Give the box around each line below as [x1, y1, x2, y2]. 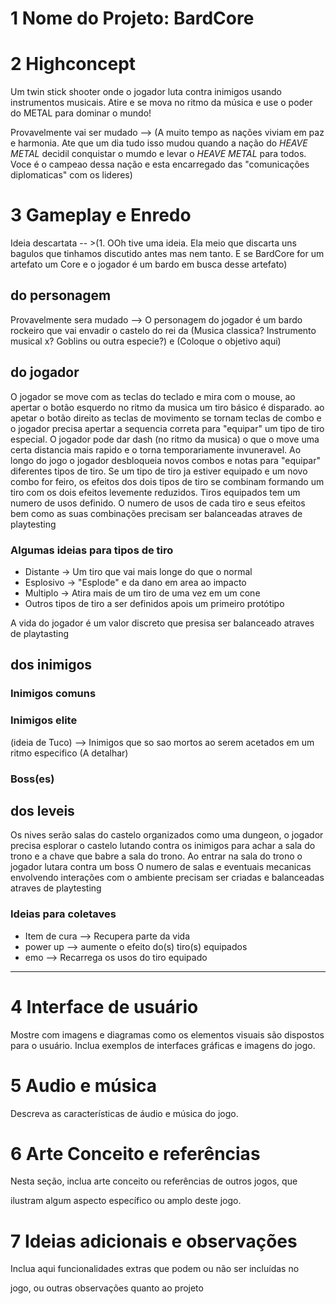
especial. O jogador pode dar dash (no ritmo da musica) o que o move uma [10, 433, 320, 445]
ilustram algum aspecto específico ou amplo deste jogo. [10, 1195, 242, 1207]
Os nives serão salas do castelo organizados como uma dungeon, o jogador [10, 829, 324, 841]
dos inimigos [10, 657, 93, 674]
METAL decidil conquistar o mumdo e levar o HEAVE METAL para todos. [10, 148, 307, 160]
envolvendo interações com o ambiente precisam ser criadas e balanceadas [10, 872, 325, 884]
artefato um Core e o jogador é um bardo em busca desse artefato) [10, 258, 288, 271]
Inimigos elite [10, 713, 78, 727]
